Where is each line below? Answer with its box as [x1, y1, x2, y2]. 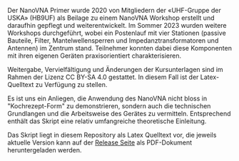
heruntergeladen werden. [7, 146, 82, 154]
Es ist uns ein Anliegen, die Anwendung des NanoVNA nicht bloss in [7, 94, 208, 103]
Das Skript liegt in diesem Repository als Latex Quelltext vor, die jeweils [7, 131, 217, 139]
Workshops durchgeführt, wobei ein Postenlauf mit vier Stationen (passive [7, 28, 226, 37]
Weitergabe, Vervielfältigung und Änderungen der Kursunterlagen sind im [7, 66, 223, 73]
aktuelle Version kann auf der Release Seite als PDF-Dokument [7, 138, 193, 147]
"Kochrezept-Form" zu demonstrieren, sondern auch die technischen [7, 102, 211, 110]
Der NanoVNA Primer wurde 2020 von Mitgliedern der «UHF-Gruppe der [7, 6, 221, 14]
